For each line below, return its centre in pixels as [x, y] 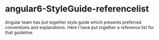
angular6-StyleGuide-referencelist [77, 9]
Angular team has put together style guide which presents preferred [73, 22]
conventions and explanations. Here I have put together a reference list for [79, 27]
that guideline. [19, 32]
